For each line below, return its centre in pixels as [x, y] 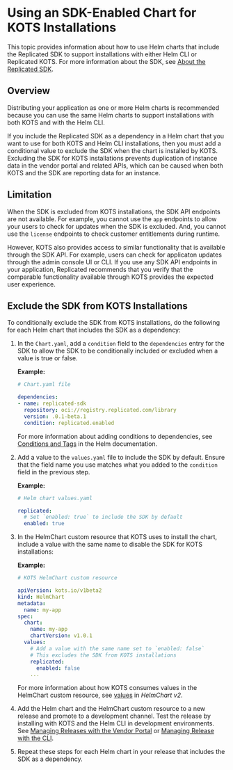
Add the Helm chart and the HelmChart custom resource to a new [111, 709]
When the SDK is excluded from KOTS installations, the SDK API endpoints [114, 211]
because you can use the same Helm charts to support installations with [111, 115]
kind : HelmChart [41, 597]
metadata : [32, 603]
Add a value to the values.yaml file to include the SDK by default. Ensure [121, 457]
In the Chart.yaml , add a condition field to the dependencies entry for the [121, 344]
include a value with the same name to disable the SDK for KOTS [110, 545]
